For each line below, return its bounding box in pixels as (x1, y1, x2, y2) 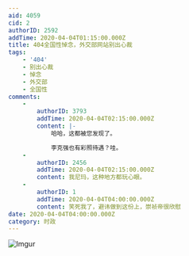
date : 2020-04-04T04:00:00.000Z (8, 210, 115, 218)
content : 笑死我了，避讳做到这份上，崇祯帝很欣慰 (37, 203, 181, 211)
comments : (8, 93, 41, 101)
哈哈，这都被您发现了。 (50, 129, 117, 137)
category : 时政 (8, 217, 56, 226)
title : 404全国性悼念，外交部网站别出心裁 (8, 41, 133, 49)
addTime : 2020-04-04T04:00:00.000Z (37, 195, 155, 203)
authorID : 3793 (37, 108, 87, 116)
